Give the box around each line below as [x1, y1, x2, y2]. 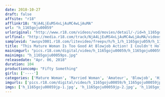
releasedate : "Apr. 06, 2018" [5, 57, 67, 62]
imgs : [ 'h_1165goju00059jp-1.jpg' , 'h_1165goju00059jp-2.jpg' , [5, 84, 137, 90]
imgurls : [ [5, 80, 27, 85]
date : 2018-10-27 [5, 7, 41, 12]
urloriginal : [5, 30, 32, 35]
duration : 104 [5, 62, 34, 67]
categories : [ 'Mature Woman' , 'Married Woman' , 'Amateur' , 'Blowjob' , [5, 75, 153, 80]
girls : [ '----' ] [5, 71, 38, 76]
